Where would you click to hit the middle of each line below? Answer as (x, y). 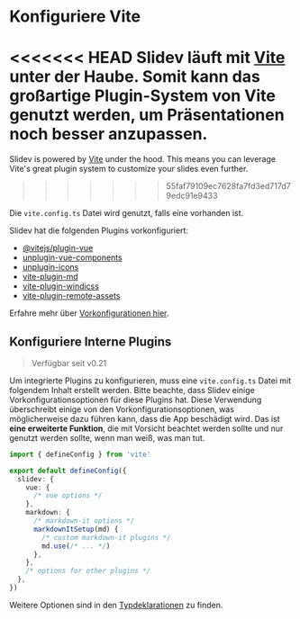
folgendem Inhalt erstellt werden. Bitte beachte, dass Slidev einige (132, 390)
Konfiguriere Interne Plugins (91, 341)
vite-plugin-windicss (60, 286)
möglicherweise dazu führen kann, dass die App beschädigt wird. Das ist (145, 418)
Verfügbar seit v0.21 (69, 363)
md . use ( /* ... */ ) (76, 546)
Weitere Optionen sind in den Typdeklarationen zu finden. (116, 605)
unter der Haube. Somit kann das (135, 77)
